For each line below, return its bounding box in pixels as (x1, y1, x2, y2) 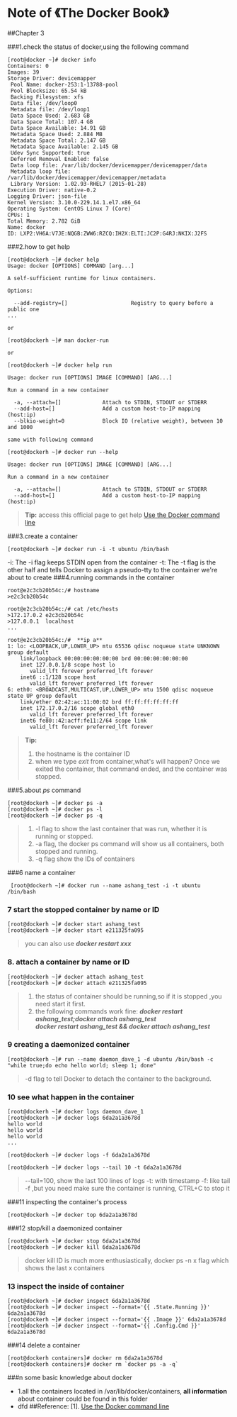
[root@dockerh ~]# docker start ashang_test (7, 921, 141, 928)
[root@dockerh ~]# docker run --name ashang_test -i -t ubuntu (10, 882, 201, 889)
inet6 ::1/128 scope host (20, 674, 97, 681)
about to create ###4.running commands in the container (7, 573, 175, 582)
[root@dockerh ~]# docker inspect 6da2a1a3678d (7, 1298, 151, 1305)
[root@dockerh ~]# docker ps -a (7, 799, 103, 806)
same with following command (7, 436, 93, 443)
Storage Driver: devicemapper (7, 74, 97, 82)
